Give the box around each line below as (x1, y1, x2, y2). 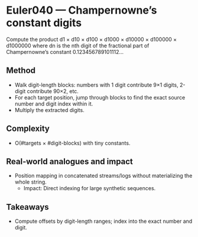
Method (6, 66, 36, 76)
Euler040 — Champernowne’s (6, 4, 157, 17)
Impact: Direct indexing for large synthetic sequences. (23, 185, 156, 192)
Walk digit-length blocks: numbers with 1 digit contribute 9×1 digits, (14, 81, 178, 88)
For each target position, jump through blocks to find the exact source (14, 94, 186, 101)
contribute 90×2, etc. (27, 87, 79, 95)
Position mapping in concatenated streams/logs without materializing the (14, 172, 193, 180)
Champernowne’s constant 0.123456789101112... (6, 48, 124, 55)
